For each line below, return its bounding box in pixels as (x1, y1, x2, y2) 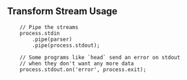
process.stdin (19, 30, 60, 37)
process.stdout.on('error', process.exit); (19, 66, 147, 73)
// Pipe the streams (19, 23, 79, 30)
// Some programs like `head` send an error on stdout (19, 54, 181, 61)
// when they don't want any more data (19, 60, 135, 67)
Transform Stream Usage (7, 6, 118, 17)
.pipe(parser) (32, 36, 72, 43)
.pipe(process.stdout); (32, 41, 100, 49)
